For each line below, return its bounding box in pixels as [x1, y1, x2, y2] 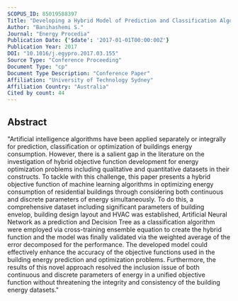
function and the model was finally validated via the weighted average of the [7, 232, 231, 241]
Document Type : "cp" [7, 63, 69, 70]
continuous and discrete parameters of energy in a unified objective [7, 270, 205, 279]
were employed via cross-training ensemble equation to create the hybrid [7, 225, 222, 234]
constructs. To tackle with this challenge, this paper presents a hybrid [7, 172, 211, 181]
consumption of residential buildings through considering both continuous [7, 187, 224, 196]
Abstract [7, 116, 47, 128]
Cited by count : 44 [7, 89, 65, 97]
